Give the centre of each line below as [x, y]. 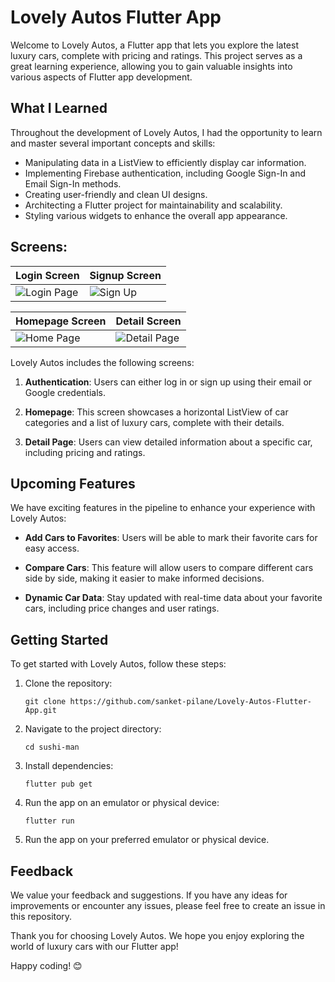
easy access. [52, 548]
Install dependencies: [69, 766]
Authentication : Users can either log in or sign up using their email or [168, 382]
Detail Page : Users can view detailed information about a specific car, [168, 442]
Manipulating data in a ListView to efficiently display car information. [165, 162]
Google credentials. [65, 392]
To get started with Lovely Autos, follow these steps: [118, 664]
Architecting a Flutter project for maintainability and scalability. [153, 205]
